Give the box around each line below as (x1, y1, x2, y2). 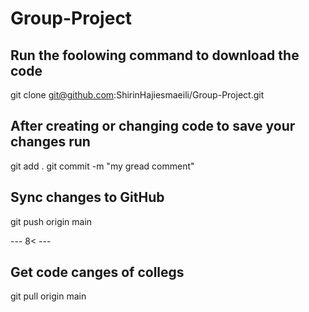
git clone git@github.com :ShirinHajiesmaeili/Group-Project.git (10, 89, 265, 101)
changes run (10, 133, 91, 151)
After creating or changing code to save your (10, 118, 296, 135)
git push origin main (10, 215, 93, 227)
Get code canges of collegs (10, 264, 185, 281)
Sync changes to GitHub (10, 189, 165, 206)
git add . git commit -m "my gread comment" (10, 160, 195, 172)
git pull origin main (10, 290, 87, 302)
